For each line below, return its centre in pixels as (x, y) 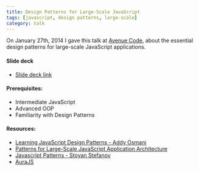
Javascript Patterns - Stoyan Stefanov (63, 155)
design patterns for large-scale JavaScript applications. (76, 47)
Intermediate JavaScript (45, 102)
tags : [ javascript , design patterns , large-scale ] (72, 18)
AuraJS (24, 161)
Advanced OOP (35, 108)
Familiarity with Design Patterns (55, 115)
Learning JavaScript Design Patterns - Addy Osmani (81, 142)
